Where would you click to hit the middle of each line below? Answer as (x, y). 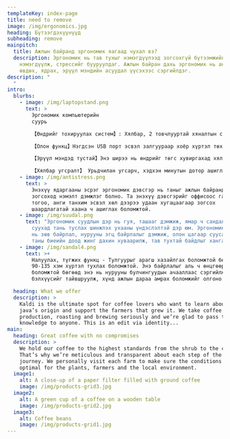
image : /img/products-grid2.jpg (65, 405)
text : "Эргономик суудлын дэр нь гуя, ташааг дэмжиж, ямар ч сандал (125, 222)
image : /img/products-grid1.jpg (65, 425)
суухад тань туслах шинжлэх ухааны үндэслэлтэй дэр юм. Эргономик (128, 228)
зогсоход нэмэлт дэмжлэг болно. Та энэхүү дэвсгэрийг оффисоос (124, 196)
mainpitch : (23, 45)
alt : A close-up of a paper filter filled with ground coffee (110, 380)
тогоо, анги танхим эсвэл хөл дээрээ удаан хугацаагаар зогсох (124, 202)
